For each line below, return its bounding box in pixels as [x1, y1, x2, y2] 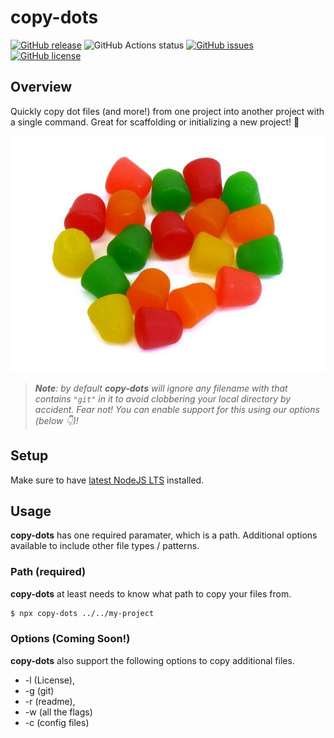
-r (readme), [24, 695, 76, 707]
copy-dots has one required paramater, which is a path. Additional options [10, 529, 318, 541]
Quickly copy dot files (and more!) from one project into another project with [10, 105, 325, 117]
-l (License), [24, 674, 75, 686]
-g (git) [24, 684, 55, 696]
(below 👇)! [34, 414, 79, 426]
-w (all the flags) [24, 706, 93, 718]
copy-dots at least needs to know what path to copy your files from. [10, 587, 292, 600]
